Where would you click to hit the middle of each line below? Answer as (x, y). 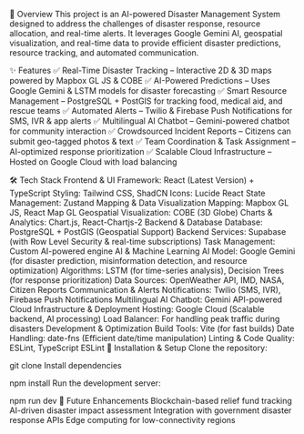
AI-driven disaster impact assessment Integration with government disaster (151, 410)
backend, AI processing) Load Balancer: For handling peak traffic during (145, 319)
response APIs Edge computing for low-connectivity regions (122, 420)
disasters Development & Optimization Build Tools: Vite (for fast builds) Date (152, 328)
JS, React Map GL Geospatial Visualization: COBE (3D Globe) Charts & (141, 212)
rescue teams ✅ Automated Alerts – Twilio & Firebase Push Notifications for (151, 111)
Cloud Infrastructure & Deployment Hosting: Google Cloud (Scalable (137, 309)
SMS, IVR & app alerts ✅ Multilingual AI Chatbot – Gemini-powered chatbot (150, 121)
